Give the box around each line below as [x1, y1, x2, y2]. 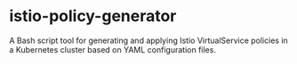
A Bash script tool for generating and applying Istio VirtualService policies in [9, 35, 289, 46]
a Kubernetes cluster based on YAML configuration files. [9, 44, 216, 54]
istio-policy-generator [9, 6, 177, 26]
